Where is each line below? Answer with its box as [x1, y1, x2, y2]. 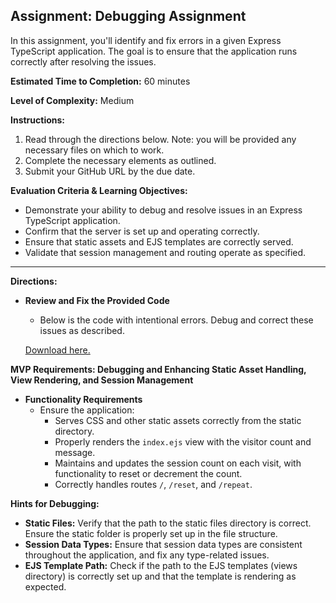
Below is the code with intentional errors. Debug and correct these [39, 314, 314, 326]
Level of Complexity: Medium [10, 94, 135, 106]
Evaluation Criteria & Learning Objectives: [10, 184, 188, 196]
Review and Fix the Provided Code [24, 294, 170, 306]
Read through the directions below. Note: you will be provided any [24, 133, 297, 145]
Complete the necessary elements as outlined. [24, 154, 217, 166]
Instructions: [10, 114, 66, 126]
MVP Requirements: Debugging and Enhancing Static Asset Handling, [10, 363, 307, 375]
